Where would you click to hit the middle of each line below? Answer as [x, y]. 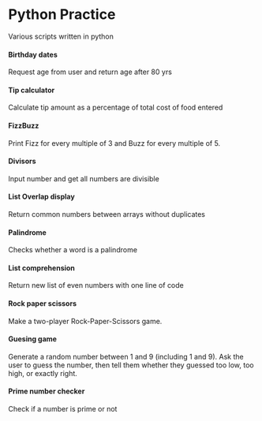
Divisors [22, 161]
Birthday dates [33, 54]
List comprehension [41, 268]
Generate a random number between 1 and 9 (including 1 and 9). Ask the [126, 356]
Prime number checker [47, 391]
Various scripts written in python [61, 36]
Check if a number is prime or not [63, 408]
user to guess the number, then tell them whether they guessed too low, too [131, 365]
